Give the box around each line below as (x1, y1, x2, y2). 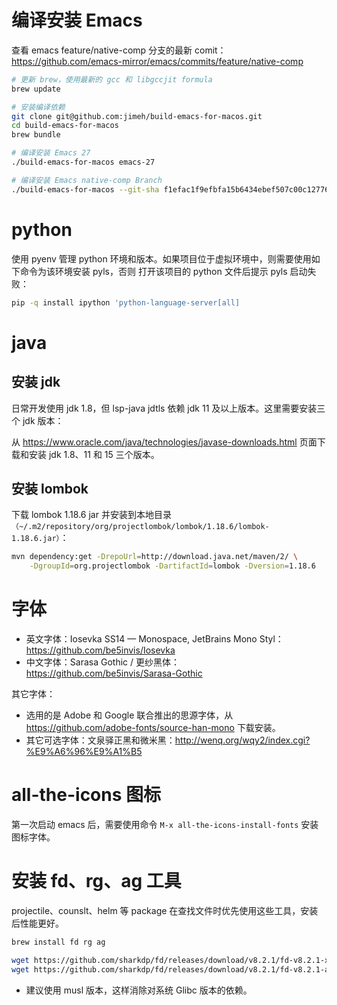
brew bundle (11, 130, 61, 140)
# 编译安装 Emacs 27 (11, 148, 91, 158)
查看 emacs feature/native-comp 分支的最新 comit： (11, 44, 227, 56)
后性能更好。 (11, 917, 64, 929)
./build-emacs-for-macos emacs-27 (11, 157, 156, 168)
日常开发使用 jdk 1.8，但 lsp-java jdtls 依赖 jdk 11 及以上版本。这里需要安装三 (11, 402, 326, 414)
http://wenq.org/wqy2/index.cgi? (174, 734, 311, 746)
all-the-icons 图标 (11, 784, 162, 806)
